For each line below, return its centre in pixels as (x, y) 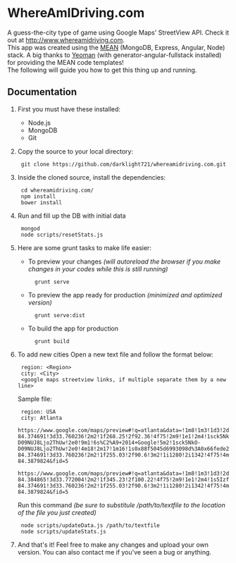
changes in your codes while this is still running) (98, 268)
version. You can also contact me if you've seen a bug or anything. (114, 552)
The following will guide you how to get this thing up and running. (102, 70)
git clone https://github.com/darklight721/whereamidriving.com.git (124, 164)
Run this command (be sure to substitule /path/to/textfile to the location (121, 505)
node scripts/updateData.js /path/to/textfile (90, 525)
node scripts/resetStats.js (62, 235)
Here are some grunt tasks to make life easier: (84, 247)
